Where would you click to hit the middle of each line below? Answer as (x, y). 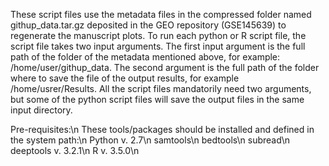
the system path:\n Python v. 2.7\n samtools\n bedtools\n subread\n (150, 140)
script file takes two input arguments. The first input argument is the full (158, 46)
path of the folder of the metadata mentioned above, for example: (145, 57)
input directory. (41, 110)
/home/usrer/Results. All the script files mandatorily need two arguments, (161, 88)
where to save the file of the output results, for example (125, 78)
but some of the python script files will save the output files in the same (157, 99)
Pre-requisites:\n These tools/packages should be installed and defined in (162, 129)
